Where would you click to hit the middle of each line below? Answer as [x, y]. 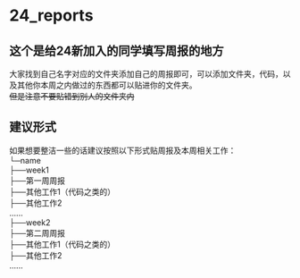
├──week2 [30, 222]
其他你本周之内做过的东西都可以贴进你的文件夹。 [107, 85]
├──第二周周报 [37, 232]
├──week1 [29, 170]
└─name [25, 160]
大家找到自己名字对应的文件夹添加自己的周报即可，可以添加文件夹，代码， [146, 74]
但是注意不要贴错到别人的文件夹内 [72, 96]
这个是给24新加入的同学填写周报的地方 [117, 51]
